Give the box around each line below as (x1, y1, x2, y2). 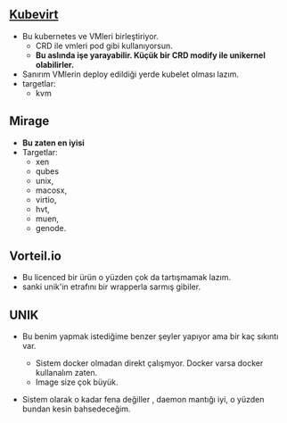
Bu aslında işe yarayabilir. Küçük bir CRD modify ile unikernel (35, 49, 266, 61)
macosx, (35, 185, 68, 195)
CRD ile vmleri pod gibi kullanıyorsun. (35, 40, 174, 51)
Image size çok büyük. (35, 377, 119, 387)
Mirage (9, 113, 50, 129)
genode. (35, 222, 67, 233)
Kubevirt (9, 7, 59, 22)
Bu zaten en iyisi (21, 137, 85, 148)
